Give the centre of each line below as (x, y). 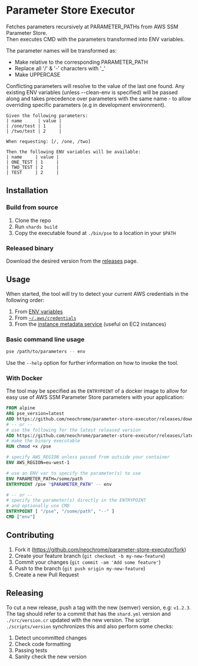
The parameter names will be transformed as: (61, 50)
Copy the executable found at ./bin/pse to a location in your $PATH (95, 233)
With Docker (24, 378)
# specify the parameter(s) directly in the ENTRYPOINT (76, 500)
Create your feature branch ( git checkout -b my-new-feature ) (90, 556)
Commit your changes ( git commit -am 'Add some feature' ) (88, 562)
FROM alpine (21, 408)
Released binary (30, 248)
